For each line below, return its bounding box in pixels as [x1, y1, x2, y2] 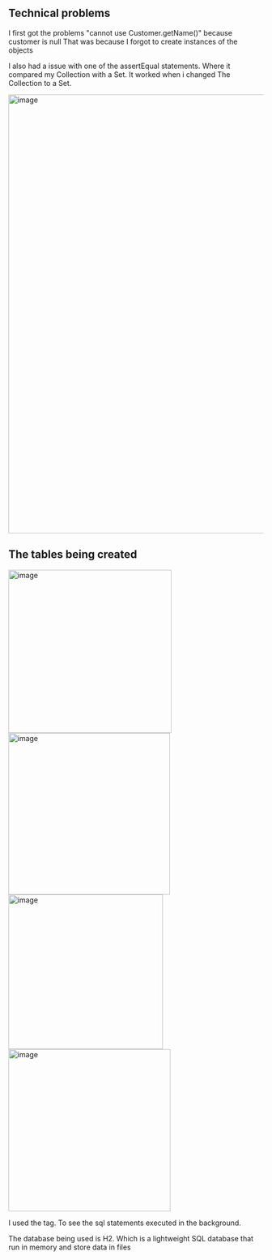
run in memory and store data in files [8, 1242, 131, 1252]
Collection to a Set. [8, 78, 72, 88]
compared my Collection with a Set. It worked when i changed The [8, 69, 231, 79]
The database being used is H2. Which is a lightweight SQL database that [8, 1233, 253, 1243]
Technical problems [8, 6, 111, 20]
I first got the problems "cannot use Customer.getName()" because [8, 28, 233, 37]
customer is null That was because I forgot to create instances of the [8, 36, 238, 46]
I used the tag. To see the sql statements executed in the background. [8, 1218, 241, 1228]
